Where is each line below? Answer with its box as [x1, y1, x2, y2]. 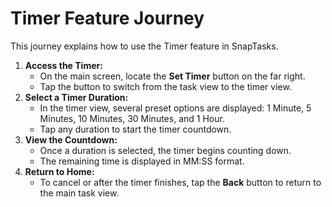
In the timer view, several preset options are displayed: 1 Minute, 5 [39, 102, 312, 114]
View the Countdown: [24, 133, 118, 146]
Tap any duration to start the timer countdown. [39, 123, 232, 135]
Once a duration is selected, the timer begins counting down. [39, 144, 292, 156]
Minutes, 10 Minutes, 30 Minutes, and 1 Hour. [39, 112, 225, 124]
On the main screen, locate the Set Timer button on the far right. [39, 70, 306, 82]
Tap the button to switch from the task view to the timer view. [39, 80, 292, 92]
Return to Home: [24, 165, 95, 177]
